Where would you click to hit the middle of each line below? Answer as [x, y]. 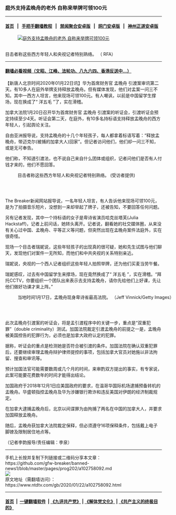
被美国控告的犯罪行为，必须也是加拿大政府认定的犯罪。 [62, 335]
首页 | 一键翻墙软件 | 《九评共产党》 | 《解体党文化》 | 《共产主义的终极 [80, 502]
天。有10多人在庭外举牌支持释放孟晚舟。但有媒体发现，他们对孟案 [73, 89]
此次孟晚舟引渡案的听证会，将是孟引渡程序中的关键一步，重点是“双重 [76, 323]
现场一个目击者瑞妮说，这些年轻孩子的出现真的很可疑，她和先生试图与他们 [81, 247]
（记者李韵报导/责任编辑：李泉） [39, 442]
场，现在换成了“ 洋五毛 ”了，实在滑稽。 [45, 102]
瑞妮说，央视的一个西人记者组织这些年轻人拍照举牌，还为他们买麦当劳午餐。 [84, 263]
